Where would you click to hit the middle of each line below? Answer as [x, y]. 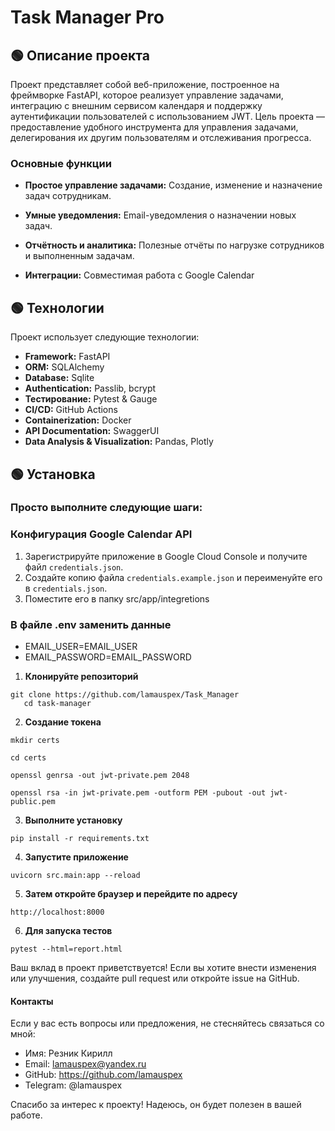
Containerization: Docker [78, 420]
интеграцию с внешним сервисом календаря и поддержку [136, 105]
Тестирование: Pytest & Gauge [91, 399]
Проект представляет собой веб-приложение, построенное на [145, 84]
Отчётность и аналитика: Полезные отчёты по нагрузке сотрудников [174, 245]
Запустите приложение [76, 857]
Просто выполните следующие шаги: [106, 508]
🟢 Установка [53, 474]
